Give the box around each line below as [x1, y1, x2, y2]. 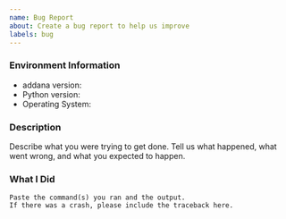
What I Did [9, 173, 55, 185]
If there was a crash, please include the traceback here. [9, 201, 234, 210]
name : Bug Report [9, 13, 74, 22]
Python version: [21, 88, 80, 99]
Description [9, 121, 62, 133]
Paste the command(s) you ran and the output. [9, 193, 186, 202]
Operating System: [21, 98, 92, 109]
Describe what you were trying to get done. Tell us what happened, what [9, 140, 277, 152]
